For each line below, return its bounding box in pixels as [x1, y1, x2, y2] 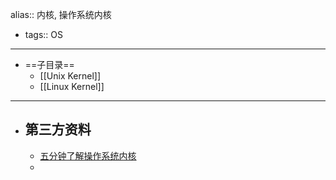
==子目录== [24, 59, 75, 70]
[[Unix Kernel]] [39, 70, 102, 82]
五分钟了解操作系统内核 [39, 149, 137, 162]
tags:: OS [24, 29, 63, 40]
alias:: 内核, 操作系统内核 [10, 9, 112, 20]
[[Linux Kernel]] [39, 81, 105, 92]
